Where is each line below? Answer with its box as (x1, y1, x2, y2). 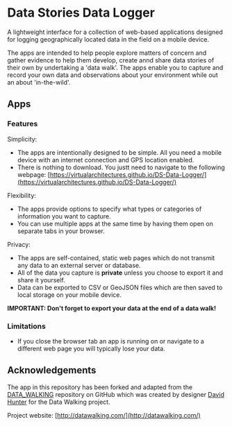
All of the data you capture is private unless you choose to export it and (17, 269, 224, 277)
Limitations (7, 321, 47, 331)
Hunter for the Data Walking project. (7, 398, 110, 406)
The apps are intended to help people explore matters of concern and (7, 49, 207, 57)
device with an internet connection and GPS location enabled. (17, 155, 194, 164)
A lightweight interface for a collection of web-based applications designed (7, 28, 224, 36)
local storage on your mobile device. (17, 290, 122, 299)
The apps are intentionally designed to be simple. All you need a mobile (17, 148, 222, 157)
